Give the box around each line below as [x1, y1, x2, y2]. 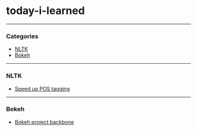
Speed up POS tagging [14, 85, 70, 92]
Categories [6, 32, 39, 40]
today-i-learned [6, 4, 85, 18]
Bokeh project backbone [14, 118, 74, 125]
